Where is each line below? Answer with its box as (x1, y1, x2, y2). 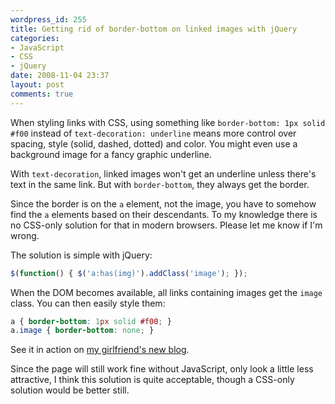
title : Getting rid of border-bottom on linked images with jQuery (10, 24, 298, 34)
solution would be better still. (10, 384, 130, 396)
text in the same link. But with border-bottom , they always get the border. (10, 178, 310, 190)
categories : (10, 33, 60, 43)
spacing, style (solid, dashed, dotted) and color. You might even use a (10, 137, 298, 150)
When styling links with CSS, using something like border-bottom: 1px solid (10, 116, 326, 128)
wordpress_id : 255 (10, 14, 87, 25)
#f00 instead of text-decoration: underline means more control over (10, 127, 297, 139)
